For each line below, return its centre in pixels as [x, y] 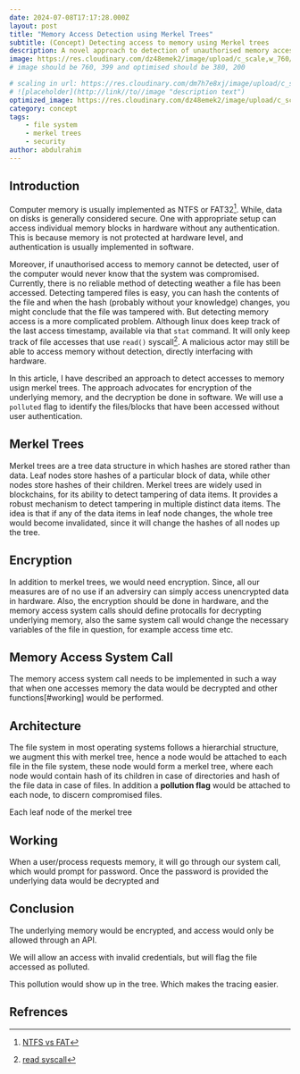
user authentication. [46, 415]
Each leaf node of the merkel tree [71, 812]
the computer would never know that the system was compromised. [134, 274]
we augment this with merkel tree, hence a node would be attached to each [148, 757]
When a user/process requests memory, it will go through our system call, [145, 861]
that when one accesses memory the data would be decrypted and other [144, 688]
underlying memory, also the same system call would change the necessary [149, 620]
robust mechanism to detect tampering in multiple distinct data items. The [145, 503]
